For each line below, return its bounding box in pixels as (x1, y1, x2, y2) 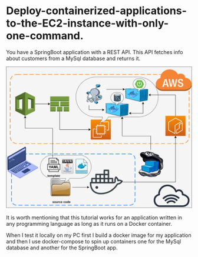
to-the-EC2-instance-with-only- (6, 16, 169, 30)
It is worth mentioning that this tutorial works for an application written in (6, 214, 183, 221)
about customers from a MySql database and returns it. (6, 55, 141, 62)
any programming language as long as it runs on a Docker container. (6, 221, 173, 228)
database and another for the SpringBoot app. (6, 244, 118, 251)
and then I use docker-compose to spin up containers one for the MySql (6, 238, 181, 245)
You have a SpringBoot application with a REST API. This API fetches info (6, 48, 183, 55)
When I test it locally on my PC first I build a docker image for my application (6, 232, 192, 239)
